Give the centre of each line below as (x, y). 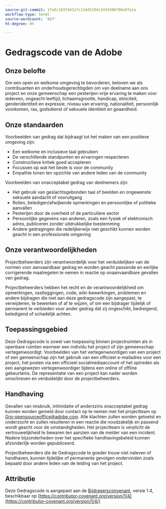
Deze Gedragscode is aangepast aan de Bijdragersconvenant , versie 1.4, (79, 491)
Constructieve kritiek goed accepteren (52, 163)
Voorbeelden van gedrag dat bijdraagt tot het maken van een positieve (77, 137)
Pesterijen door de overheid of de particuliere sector (66, 213)
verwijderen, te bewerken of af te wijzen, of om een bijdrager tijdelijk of (78, 303)
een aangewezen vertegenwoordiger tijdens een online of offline (71, 368)
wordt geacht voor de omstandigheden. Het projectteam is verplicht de (78, 427)
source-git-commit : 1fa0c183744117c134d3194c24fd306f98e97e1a (71, 10)
